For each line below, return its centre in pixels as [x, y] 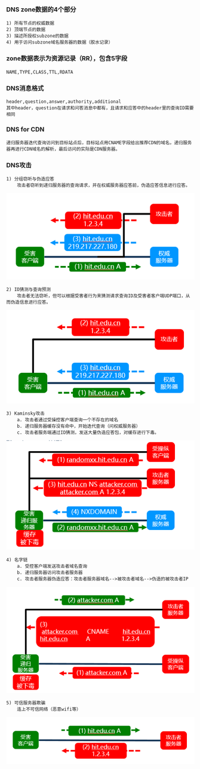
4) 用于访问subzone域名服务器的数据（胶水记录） [60, 42]
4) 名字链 [17, 560]
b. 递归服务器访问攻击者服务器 [50, 572]
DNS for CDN [25, 129]
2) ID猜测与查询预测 [29, 290]
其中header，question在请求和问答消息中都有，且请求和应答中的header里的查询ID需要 [100, 108]
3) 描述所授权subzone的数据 [37, 36]
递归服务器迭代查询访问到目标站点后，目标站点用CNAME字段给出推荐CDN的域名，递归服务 [99, 143]
